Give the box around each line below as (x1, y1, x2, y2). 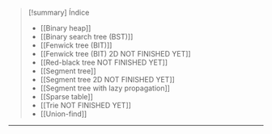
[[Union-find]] (40, 109, 87, 119)
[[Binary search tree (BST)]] (40, 32, 134, 41)
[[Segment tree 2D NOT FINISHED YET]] (40, 75, 176, 84)
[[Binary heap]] (40, 23, 91, 32)
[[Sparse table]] (40, 92, 93, 101)
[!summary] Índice (28, 8, 90, 17)
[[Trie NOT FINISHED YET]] (40, 101, 132, 110)
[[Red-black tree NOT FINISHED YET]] (40, 57, 168, 67)
